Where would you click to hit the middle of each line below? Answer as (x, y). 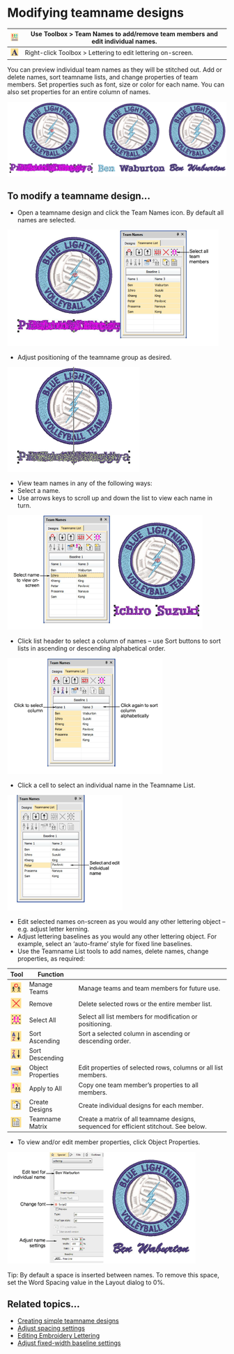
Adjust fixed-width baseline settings (69, 1343)
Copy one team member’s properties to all (138, 1085)
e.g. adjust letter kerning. (53, 929)
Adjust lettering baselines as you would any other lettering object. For (117, 936)
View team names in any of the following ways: (85, 483)
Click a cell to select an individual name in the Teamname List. (106, 785)
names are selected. (46, 220)
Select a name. (39, 491)
